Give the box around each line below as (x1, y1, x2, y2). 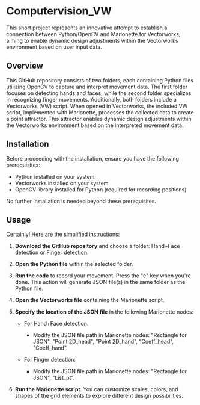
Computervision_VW (6, 4, 112, 18)
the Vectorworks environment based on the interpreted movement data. (6, 122, 184, 129)
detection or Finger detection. (14, 249, 89, 256)
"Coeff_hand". (32, 344, 68, 351)
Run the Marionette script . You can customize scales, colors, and (14, 386, 178, 393)
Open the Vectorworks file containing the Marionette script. (14, 297, 165, 304)
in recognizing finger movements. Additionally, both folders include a (6, 96, 177, 103)
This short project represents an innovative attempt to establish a (6, 24, 168, 31)
